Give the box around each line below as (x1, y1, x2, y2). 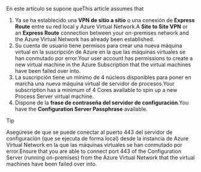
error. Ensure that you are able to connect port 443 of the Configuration (6, 148, 181, 155)
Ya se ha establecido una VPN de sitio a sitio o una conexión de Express (14, 17, 195, 23)
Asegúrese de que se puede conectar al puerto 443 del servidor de (6, 128, 173, 136)
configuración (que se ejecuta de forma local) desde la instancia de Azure (6, 135, 189, 142)
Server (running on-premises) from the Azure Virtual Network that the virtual (6, 154, 195, 161)
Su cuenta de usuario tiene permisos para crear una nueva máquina (14, 42, 182, 49)
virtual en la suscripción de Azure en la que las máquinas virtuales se (14, 48, 185, 56)
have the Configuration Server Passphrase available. (14, 106, 148, 112)
